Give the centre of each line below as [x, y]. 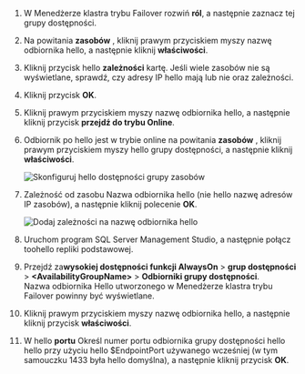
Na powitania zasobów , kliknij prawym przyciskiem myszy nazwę [147, 40]
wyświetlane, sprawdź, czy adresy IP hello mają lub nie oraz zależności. [158, 77]
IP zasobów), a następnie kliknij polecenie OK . [110, 204]
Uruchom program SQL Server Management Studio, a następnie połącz [157, 239]
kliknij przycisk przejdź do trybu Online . [99, 122]
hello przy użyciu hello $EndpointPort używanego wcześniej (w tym [151, 350]
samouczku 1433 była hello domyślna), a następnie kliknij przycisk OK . [156, 360]
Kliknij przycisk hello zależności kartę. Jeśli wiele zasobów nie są [147, 68]
